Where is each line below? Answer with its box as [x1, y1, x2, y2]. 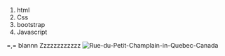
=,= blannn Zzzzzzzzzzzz [6, 41, 81, 49]
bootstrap [16, 21, 46, 28]
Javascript [16, 28, 48, 36]
